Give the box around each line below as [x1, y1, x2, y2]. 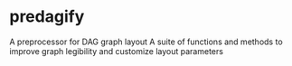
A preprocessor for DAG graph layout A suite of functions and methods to [9, 36, 283, 47]
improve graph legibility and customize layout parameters [9, 45, 224, 56]
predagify [9, 6, 85, 27]
